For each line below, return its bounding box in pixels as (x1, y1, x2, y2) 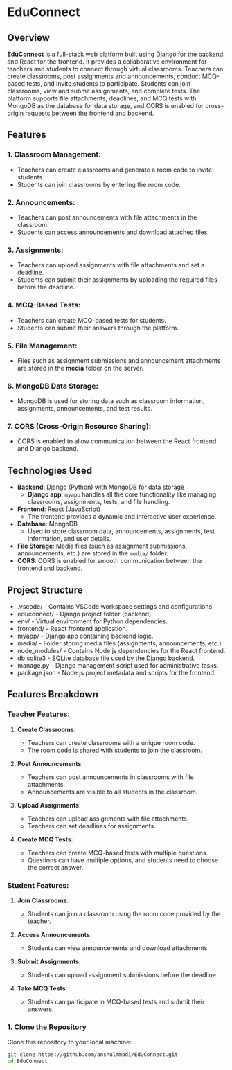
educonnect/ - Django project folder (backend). (17, 610, 154, 618)
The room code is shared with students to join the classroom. (27, 746, 202, 754)
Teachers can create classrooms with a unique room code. (27, 738, 195, 747)
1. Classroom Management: (7, 150, 102, 159)
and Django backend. (17, 445, 78, 453)
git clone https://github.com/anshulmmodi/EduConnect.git (7, 1051, 178, 1058)
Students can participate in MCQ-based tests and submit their (27, 998, 205, 1006)
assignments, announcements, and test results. (17, 404, 152, 413)
